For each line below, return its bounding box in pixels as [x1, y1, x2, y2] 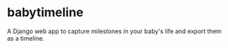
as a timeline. [7, 34, 45, 42]
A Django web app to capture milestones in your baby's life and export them [7, 27, 222, 35]
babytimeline [7, 5, 84, 20]
